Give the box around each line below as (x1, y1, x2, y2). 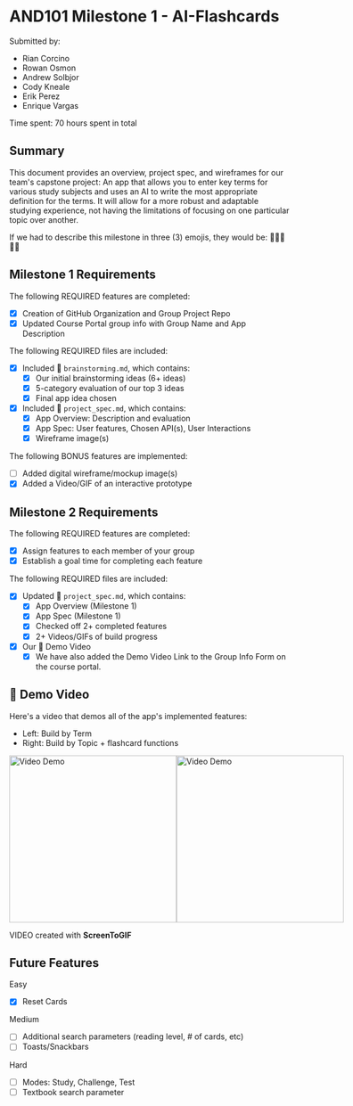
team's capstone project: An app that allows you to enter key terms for (9, 176, 268, 187)
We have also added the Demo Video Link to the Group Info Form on (35, 651, 287, 661)
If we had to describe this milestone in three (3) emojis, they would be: (9, 232, 268, 242)
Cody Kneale (21, 81, 70, 92)
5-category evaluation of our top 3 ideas (35, 382, 185, 393)
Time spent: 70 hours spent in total (9, 118, 138, 128)
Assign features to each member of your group (21, 545, 195, 556)
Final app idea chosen (35, 392, 118, 403)
